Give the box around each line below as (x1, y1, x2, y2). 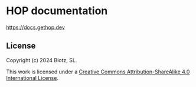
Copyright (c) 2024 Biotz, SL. (6, 56, 77, 63)
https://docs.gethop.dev (6, 24, 65, 31)
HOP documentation (6, 4, 108, 18)
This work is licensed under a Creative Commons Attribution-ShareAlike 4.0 (6, 68, 190, 75)
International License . (6, 74, 59, 81)
